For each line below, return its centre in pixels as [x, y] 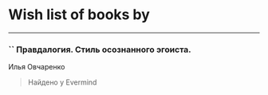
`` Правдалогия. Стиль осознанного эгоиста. [100, 49]
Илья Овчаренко [37, 67]
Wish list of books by [79, 15]
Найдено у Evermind [62, 82]
